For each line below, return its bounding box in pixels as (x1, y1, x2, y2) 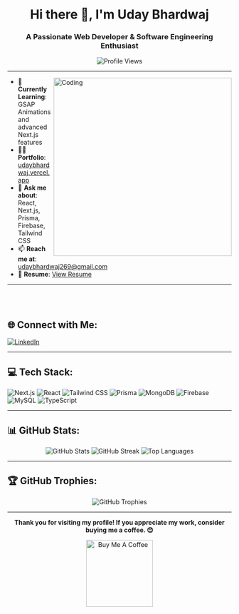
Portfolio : (17, 153, 46, 162)
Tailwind (17, 229, 43, 237)
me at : (17, 255, 37, 263)
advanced (17, 123, 48, 131)
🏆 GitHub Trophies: (7, 475, 97, 487)
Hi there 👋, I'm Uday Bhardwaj (29, 6, 210, 23)
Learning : (17, 93, 48, 101)
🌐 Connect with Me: (7, 319, 98, 331)
